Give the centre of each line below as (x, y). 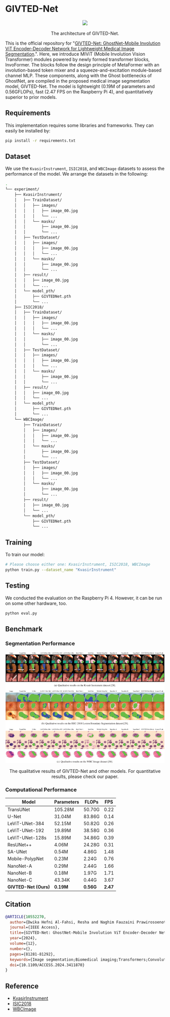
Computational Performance (41, 790)
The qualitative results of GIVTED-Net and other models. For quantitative (85, 771)
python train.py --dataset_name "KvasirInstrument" (61, 570)
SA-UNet (17, 852)
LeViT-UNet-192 (26, 831)
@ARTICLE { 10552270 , (26, 917)
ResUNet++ (19, 844)
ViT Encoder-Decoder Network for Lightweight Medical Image (70, 48)
